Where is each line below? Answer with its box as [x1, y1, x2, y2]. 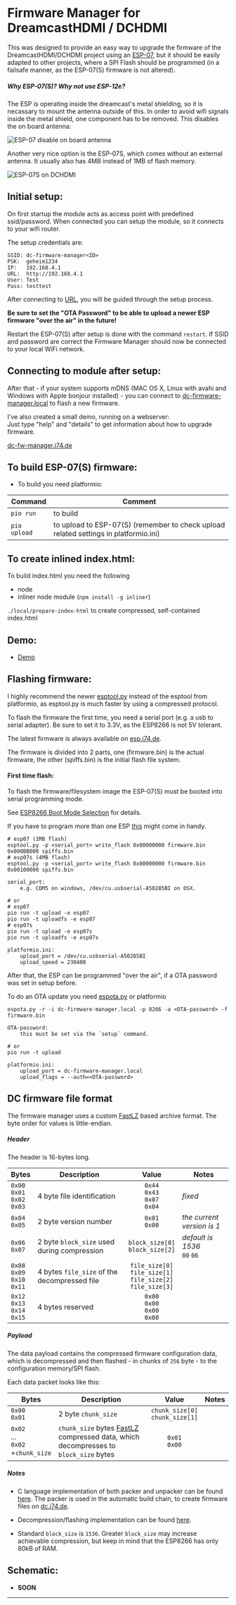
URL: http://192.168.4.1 [7, 270, 83, 277]
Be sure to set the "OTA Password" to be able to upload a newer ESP [7, 308, 210, 317]
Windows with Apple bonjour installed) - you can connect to [7, 391, 181, 399]
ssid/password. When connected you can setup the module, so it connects [7, 217, 224, 225]
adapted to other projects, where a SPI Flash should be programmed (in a [7, 58, 220, 66]
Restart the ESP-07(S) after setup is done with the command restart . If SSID [7, 330, 229, 338]
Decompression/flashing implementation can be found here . [17, 1516, 192, 1524]
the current [182, 1212, 219, 1222]
